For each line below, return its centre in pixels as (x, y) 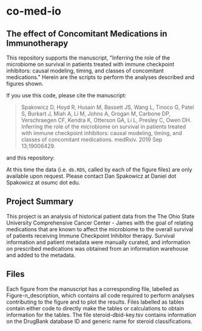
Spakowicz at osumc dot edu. (43, 183)
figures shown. (25, 84)
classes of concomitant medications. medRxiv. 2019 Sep (92, 139)
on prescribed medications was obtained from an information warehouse (97, 248)
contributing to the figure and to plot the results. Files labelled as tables (95, 302)
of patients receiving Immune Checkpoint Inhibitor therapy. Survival (90, 235)
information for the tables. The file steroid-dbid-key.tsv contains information (101, 315)
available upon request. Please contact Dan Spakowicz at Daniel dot (91, 176)
